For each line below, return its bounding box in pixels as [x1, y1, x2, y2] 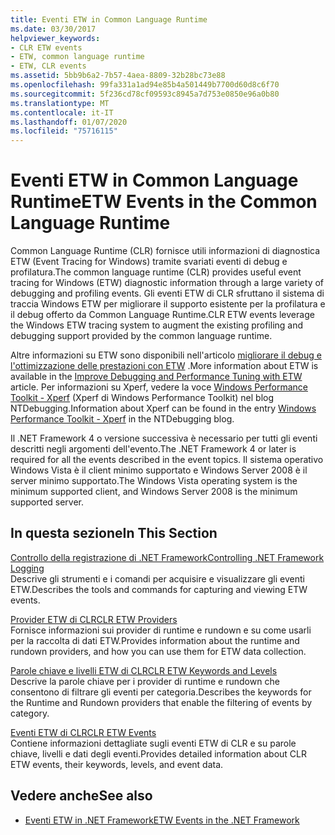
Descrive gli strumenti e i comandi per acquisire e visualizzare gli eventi [10, 572, 305, 585]
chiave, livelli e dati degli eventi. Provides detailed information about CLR [10, 747, 308, 760]
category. [10, 707, 50, 719]
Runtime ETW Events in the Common [10, 191, 318, 213]
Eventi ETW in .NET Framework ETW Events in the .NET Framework [24, 814, 300, 826]
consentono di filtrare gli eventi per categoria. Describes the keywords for [10, 686, 312, 698]
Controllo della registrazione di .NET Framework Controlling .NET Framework [10, 551, 325, 563]
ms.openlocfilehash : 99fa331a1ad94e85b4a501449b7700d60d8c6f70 [10, 80, 280, 90]
